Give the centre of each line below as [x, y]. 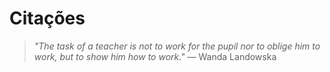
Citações [47, 18]
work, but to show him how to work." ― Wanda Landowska [155, 56]
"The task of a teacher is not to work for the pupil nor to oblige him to [177, 46]
